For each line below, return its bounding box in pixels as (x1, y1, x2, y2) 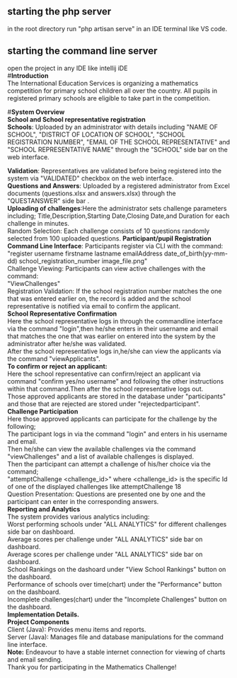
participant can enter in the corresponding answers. (7, 497, 159, 505)
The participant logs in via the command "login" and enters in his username (7, 430, 228, 438)
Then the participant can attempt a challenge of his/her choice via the (7, 459, 211, 468)
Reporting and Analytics (7, 505, 81, 513)
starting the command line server (7, 45, 158, 57)
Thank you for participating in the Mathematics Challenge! (7, 662, 177, 671)
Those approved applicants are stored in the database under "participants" (7, 392, 226, 401)
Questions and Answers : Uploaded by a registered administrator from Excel (7, 181, 230, 190)
